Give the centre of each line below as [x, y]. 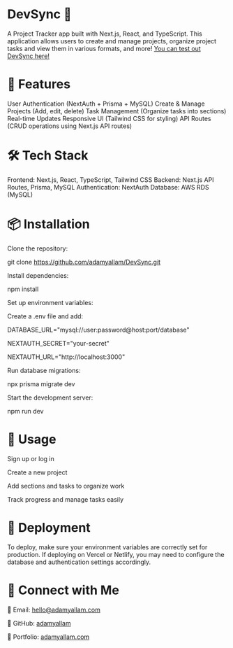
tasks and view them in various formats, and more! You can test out [104, 48]
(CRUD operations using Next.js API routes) [70, 126]
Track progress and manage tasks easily [66, 499]
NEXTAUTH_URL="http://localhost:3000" [66, 357]
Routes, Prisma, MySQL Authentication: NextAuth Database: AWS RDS [108, 187]
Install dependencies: [38, 275]
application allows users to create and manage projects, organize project [112, 41]
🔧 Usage [32, 439]
